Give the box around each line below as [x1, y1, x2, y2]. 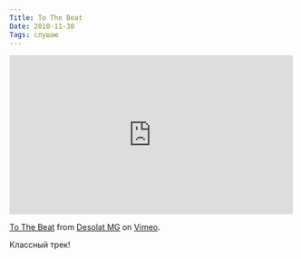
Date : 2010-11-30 [9, 22, 75, 31]
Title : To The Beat [9, 13, 83, 23]
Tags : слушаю [9, 30, 59, 39]
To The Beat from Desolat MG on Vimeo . [9, 222, 160, 233]
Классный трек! [9, 239, 71, 250]
